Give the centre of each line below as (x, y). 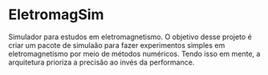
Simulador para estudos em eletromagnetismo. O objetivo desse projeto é (130, 37)
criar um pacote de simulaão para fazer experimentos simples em (117, 45)
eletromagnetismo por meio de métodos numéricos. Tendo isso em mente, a (134, 53)
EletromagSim (56, 15)
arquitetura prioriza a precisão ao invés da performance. (102, 62)
